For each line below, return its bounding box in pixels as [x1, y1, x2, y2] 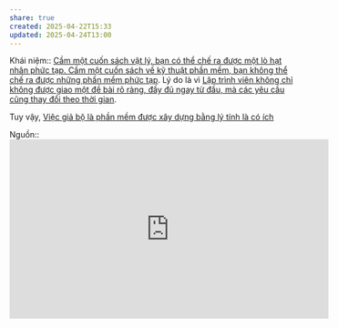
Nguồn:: [9, 129, 40, 140]
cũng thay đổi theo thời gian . [9, 94, 117, 105]
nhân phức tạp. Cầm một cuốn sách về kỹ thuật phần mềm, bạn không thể [9, 65, 289, 76]
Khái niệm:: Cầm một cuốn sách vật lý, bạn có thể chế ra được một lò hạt [9, 56, 282, 67]
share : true [9, 13, 55, 23]
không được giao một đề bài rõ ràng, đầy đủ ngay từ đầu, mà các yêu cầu [9, 84, 285, 96]
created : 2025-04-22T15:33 [9, 22, 112, 31]
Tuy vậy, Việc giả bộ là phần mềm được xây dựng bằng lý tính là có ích [9, 111, 274, 123]
